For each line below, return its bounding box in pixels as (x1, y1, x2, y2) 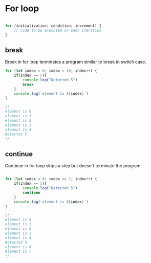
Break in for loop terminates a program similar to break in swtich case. (5, 59, 147, 65)
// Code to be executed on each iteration (14, 28, 102, 33)
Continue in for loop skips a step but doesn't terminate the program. (5, 163, 142, 169)
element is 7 (5, 249, 32, 254)
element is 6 (5, 244, 32, 249)
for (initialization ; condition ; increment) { (5, 23, 102, 28)
